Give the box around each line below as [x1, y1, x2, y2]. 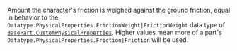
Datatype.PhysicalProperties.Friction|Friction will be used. [7, 36, 189, 44]
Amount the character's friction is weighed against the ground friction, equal [7, 6, 231, 14]
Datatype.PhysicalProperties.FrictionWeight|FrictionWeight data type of [7, 21, 225, 29]
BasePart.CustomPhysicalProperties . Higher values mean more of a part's [7, 28, 223, 36]
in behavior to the [7, 13, 59, 22]
